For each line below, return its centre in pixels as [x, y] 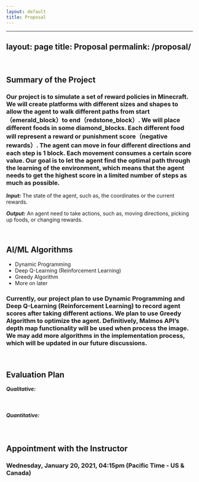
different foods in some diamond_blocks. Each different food [95, 128]
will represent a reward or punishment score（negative [87, 136]
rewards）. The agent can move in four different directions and [98, 145]
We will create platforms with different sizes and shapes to [92, 104]
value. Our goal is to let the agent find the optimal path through [98, 160]
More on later [31, 283]
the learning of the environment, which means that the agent [95, 168]
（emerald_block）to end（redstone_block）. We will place [93, 120]
